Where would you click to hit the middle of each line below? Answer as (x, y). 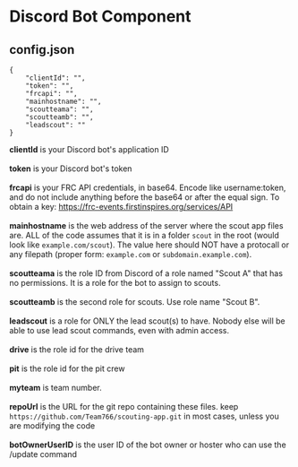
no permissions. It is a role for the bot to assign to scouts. (115, 283)
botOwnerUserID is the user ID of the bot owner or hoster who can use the (148, 445)
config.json (42, 50)
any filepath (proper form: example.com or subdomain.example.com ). (131, 254)
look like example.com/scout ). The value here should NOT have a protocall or (149, 245)
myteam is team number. (56, 388)
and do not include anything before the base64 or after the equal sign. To (145, 197)
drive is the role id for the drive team (77, 350)
